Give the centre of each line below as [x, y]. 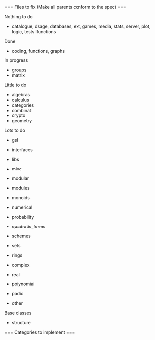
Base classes [18, 313]
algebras [21, 94]
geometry [22, 121]
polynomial [23, 284]
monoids [21, 198]
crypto [19, 115]
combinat [22, 110]
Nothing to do [19, 17]
